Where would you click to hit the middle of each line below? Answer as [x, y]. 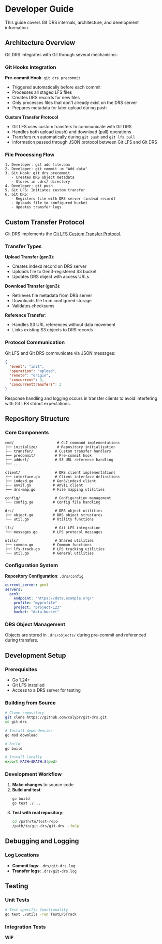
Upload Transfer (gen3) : [30, 257]
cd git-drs [16, 722]
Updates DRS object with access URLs [51, 277]
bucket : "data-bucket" [37, 612]
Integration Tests [25, 927]
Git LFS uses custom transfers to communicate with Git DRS [72, 127]
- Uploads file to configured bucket [50, 203]
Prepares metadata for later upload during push [59, 108]
